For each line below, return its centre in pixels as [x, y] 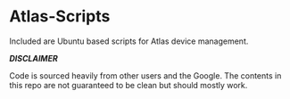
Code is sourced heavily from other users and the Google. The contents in [145, 75]
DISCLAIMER [33, 58]
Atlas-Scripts [60, 16]
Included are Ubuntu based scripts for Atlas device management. [129, 41]
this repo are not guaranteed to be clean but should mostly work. [128, 85]
